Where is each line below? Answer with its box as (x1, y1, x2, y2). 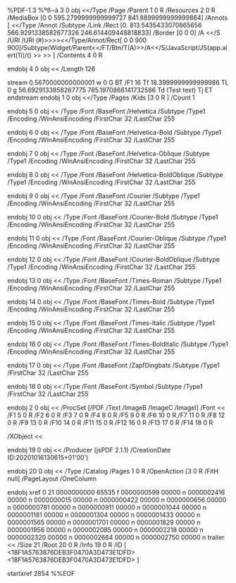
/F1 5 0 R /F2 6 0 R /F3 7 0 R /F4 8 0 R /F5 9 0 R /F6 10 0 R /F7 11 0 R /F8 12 (7, 411, 225, 419)
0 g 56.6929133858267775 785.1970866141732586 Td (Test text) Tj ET (7, 86, 213, 94)
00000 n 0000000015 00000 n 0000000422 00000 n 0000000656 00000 (7, 495, 227, 504)
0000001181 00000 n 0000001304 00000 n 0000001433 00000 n (7, 511, 201, 519)
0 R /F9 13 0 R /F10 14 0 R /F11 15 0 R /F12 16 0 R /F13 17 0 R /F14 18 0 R (7, 419, 213, 426)
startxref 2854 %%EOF (7, 570, 75, 577)
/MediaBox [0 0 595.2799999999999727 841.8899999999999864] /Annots (7, 13, 228, 22)
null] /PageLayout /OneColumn (7, 474, 97, 483)
